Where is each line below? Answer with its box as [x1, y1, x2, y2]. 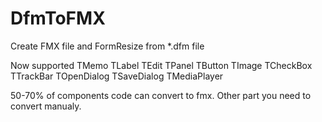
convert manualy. [10, 100, 82, 112]
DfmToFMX [10, 7, 106, 30]
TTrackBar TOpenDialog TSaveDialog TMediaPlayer [10, 70, 224, 82]
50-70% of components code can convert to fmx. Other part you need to [10, 89, 312, 101]
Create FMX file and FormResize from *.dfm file [10, 40, 205, 52]
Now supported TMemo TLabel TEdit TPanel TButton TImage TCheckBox [10, 59, 313, 71]
